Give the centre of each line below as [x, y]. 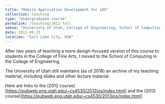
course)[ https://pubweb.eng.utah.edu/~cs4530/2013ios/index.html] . [74, 96]
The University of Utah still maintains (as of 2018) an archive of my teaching [82, 71]
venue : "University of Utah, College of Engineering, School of [72, 28]
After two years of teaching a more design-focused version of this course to [82, 51]
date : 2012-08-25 [23, 32]
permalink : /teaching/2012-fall [38, 23]
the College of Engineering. [33, 61]
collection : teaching [27, 14]
